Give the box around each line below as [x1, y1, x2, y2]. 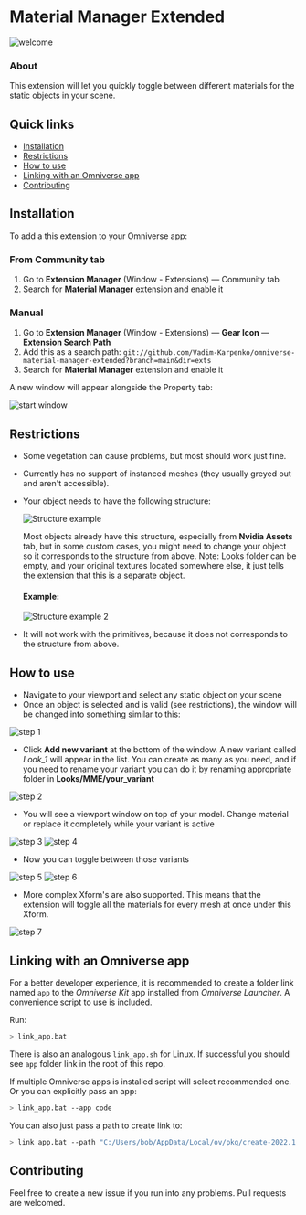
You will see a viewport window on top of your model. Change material [22, 809, 290, 820]
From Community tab [9, 253, 106, 266]
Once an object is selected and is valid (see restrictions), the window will [22, 699, 297, 710]
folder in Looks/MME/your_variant [22, 773, 155, 784]
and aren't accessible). [22, 478, 110, 489]
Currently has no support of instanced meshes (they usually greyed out [22, 468, 292, 479]
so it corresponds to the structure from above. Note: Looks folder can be [22, 550, 297, 561]
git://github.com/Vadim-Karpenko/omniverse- [122, 348, 295, 357]
